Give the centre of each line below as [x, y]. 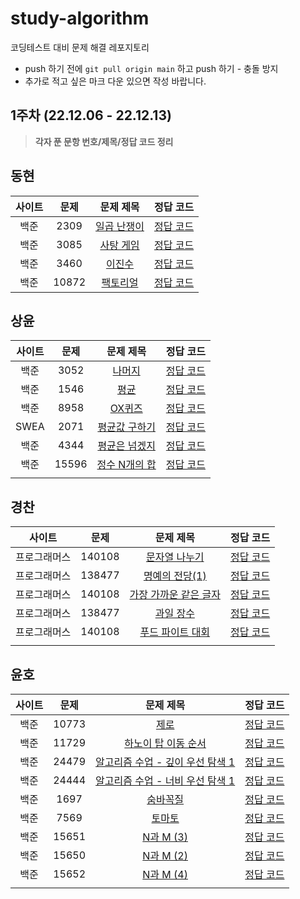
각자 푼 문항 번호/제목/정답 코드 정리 [104, 141]
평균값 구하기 [126, 427]
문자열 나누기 [175, 557]
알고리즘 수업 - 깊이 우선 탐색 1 [165, 762]
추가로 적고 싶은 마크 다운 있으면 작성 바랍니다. [115, 81]
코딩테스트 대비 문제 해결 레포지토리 [80, 47]
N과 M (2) [165, 855]
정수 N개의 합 [126, 465]
